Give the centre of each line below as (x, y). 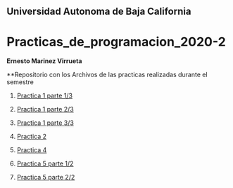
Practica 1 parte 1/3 (45, 96)
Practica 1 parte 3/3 (45, 123)
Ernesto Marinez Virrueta (44, 61)
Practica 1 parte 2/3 (45, 109)
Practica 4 (32, 150)
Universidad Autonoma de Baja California (99, 12)
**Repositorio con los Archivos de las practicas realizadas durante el (107, 75)
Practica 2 (32, 137)
